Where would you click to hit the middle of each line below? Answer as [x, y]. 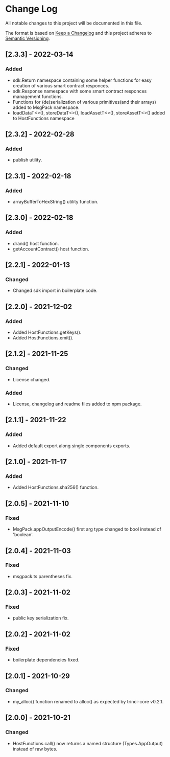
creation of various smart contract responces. [61, 85]
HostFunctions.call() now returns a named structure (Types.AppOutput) [88, 743]
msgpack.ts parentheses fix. [43, 576]
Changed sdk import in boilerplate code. [55, 291]
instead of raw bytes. [35, 749]
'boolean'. [23, 535]
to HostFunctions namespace [44, 118]
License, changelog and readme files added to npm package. [77, 404]
